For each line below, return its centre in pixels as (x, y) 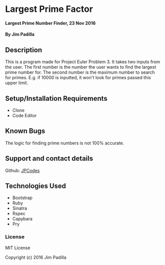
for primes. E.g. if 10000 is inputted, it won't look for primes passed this (78, 78)
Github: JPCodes (23, 170)
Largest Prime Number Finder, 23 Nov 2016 (50, 23)
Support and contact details (49, 158)
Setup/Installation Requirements (56, 98)
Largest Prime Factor (49, 9)
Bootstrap (22, 198)
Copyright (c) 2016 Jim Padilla (36, 257)
